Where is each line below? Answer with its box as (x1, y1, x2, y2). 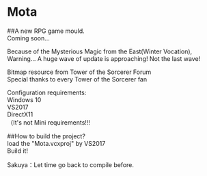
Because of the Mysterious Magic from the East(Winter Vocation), (7, 47, 193, 55)
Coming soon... (7, 34, 50, 42)
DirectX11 (7, 110, 33, 118)
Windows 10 (7, 95, 42, 103)
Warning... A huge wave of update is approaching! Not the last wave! (7, 54, 201, 62)
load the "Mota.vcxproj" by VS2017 (7, 139, 106, 147)
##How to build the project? (7, 131, 85, 140)
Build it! (7, 147, 29, 155)
